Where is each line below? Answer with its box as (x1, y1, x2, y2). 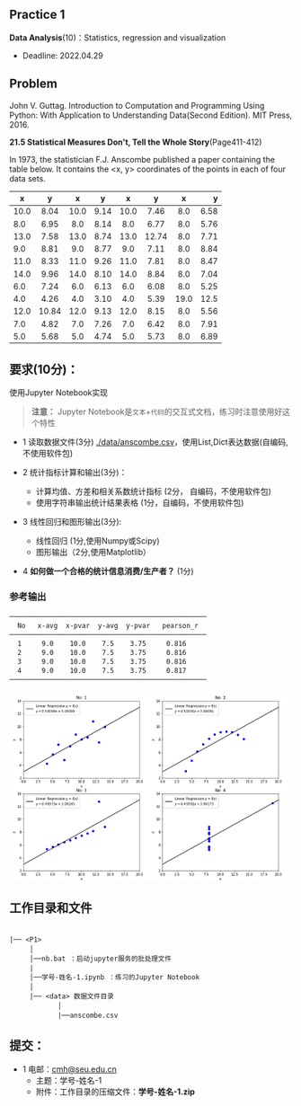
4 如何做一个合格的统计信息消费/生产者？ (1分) (22, 566, 195, 577)
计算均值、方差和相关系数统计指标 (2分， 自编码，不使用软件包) (35, 486, 272, 497)
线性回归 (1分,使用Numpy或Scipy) (35, 535, 160, 546)
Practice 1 (9, 7, 66, 22)
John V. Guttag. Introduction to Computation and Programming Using (9, 100, 265, 111)
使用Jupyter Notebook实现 (9, 387, 109, 398)
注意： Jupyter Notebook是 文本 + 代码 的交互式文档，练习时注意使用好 (31, 406, 283, 417)
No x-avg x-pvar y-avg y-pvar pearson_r (17, 622, 199, 631)
